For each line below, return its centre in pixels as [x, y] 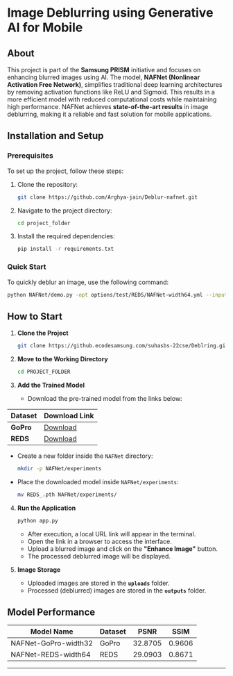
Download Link [69, 416]
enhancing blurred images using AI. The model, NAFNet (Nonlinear [104, 77]
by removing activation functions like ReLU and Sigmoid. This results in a [111, 92]
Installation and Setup [55, 136]
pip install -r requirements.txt [66, 249]
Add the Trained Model [51, 385]
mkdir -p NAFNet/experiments [59, 469]
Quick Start [27, 267]
